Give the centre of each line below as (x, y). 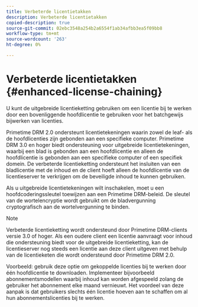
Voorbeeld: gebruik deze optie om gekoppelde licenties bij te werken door (96, 266)
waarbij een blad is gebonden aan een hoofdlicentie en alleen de (85, 151)
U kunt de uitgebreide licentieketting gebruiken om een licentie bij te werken (99, 108)
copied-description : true (38, 23)
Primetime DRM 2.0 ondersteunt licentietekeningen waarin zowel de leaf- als (99, 132)
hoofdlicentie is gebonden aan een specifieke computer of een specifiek (94, 157)
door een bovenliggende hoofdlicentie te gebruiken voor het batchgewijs (95, 114)
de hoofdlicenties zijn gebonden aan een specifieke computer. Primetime (95, 138)
